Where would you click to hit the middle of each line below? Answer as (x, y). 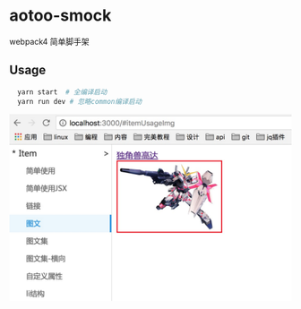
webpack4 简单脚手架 (49, 41)
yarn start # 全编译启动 (62, 92)
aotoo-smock (60, 16)
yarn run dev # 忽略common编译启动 (80, 101)
